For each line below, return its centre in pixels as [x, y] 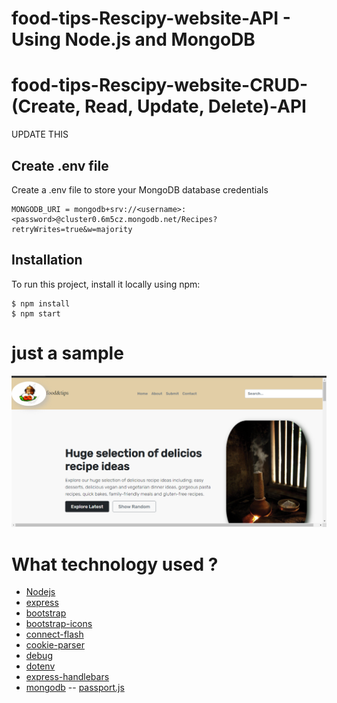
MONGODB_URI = [41, 209]
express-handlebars [67, 677]
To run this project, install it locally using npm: [106, 284]
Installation [47, 260]
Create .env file [60, 165]
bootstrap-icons [59, 624]
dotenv [40, 666]
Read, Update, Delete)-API [195, 106]
